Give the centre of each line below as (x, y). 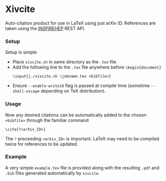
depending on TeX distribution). (73, 91)
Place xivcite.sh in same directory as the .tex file (64, 62)
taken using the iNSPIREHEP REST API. (45, 28)
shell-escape (26, 91)
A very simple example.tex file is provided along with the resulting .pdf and (82, 167)
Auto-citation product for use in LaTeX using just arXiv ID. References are (80, 23)
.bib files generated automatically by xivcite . (52, 173)
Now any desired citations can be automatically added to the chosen (76, 115)
